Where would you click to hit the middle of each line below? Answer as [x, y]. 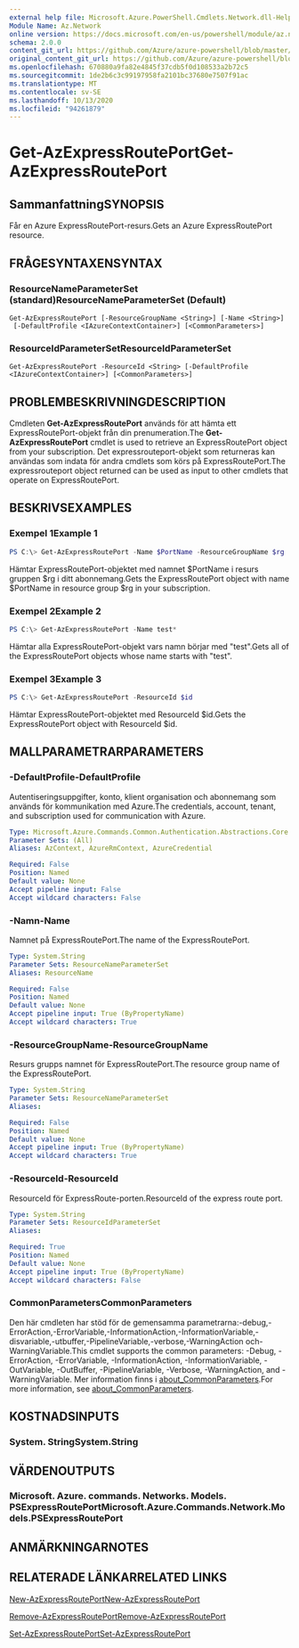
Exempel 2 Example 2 [55, 611]
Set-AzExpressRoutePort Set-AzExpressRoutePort [100, 1633]
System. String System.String [74, 1442]
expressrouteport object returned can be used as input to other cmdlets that [149, 471]
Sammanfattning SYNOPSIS [87, 204]
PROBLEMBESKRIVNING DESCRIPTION [117, 402]
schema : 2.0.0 [36, 42]
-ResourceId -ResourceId [64, 1179]
